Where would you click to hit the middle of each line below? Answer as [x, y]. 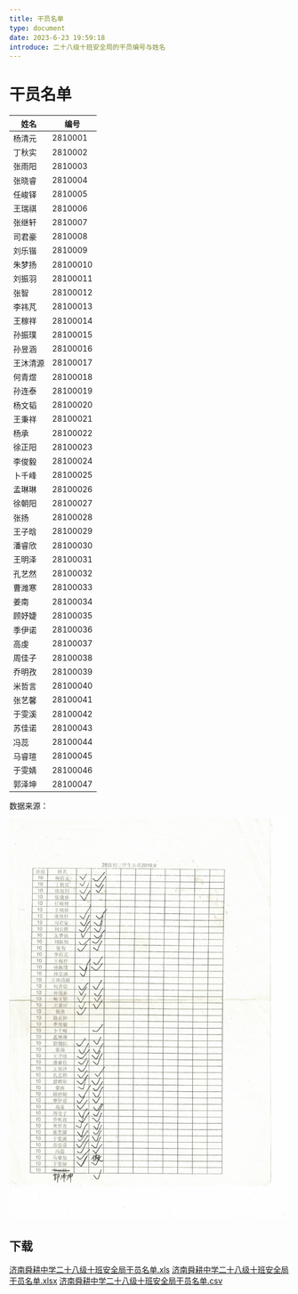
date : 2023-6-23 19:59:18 [57, 37]
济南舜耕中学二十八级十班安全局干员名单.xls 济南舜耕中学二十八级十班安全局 [149, 1269]
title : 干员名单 [36, 19]
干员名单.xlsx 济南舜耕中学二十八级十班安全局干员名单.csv [116, 1281]
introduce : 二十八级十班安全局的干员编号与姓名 [88, 47]
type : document [37, 28]
